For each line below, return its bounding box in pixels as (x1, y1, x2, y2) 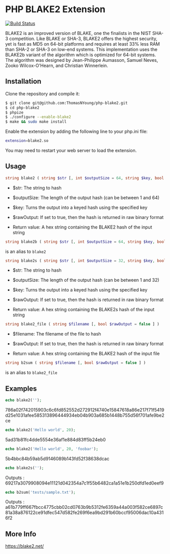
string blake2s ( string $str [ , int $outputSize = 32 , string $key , (5, 258, 155, 263)
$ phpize (5, 110, 24, 115)
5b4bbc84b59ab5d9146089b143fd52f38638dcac (5, 455, 110, 462)
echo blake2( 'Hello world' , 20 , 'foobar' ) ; (5, 446, 99, 452)
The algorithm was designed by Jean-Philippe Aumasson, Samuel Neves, (5, 57, 158, 63)
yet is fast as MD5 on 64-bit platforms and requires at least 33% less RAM (5, 41, 160, 47)
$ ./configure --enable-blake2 (5, 115, 71, 120)
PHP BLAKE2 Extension (5, 4, 106, 15)
